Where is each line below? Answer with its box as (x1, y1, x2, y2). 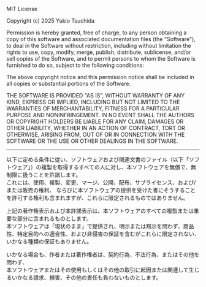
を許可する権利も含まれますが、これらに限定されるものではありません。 (6, 194, 189, 201)
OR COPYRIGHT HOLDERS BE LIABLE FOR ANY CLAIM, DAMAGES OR (6, 118, 184, 125)
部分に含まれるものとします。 (17, 215, 92, 222)
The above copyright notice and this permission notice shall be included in (6, 74, 194, 80)
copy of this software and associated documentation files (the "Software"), (6, 36, 196, 42)
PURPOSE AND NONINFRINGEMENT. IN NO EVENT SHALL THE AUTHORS (6, 112, 195, 118)
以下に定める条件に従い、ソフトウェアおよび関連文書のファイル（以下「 (6, 156, 189, 163)
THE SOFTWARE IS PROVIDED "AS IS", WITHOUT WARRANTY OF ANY (6, 92, 185, 99)
